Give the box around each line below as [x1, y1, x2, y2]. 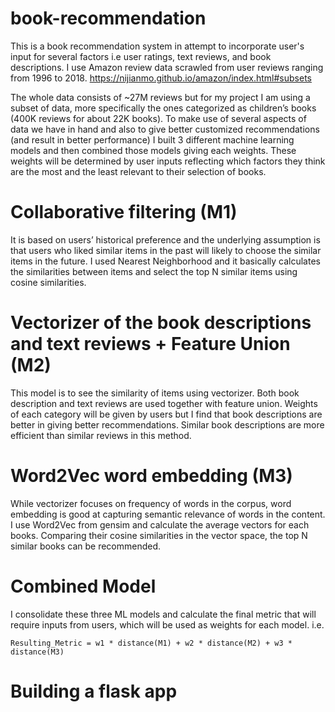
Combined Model [10, 575, 157, 597]
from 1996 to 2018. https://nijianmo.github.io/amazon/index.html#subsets [10, 72, 312, 84]
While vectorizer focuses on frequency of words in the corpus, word [10, 497, 292, 509]
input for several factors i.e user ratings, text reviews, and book [10, 50, 272, 62]
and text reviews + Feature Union [10, 333, 291, 356]
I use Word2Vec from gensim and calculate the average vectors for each [10, 518, 310, 531]
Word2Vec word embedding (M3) [10, 465, 293, 487]
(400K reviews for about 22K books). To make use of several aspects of [10, 112, 307, 124]
